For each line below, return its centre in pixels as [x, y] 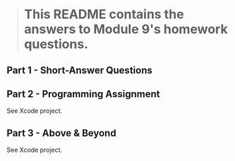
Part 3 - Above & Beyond [62, 133]
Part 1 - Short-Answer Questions [79, 70]
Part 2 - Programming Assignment [83, 94]
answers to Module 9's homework [126, 29]
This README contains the [104, 14]
